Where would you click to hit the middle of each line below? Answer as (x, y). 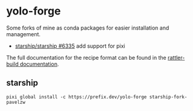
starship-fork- (168, 97)
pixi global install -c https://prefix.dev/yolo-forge (77, 97)
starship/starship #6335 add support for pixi (70, 46)
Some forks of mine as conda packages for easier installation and (88, 28)
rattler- (176, 57)
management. (24, 34)
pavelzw (16, 102)
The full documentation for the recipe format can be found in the (87, 57)
